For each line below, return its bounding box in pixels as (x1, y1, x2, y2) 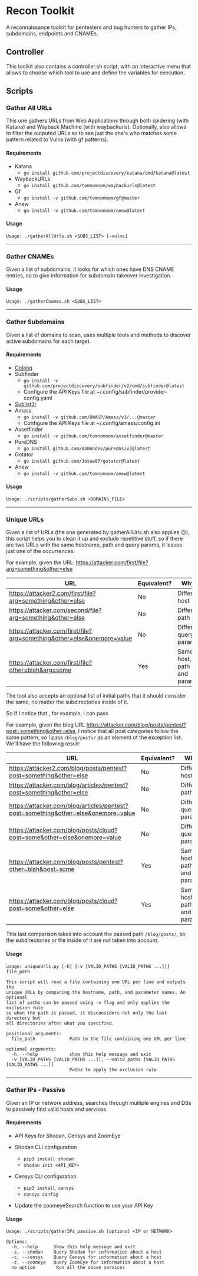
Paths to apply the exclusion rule (69, 1066, 157, 1072)
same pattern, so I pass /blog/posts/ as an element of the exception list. (6, 734, 183, 741)
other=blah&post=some (9, 865, 75, 873)
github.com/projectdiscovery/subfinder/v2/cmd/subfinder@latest (23, 382, 185, 389)
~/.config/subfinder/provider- (96, 388, 168, 395)
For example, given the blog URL (6, 721, 85, 728)
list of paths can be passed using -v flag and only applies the (6, 999, 170, 1006)
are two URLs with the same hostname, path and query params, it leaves (6, 541, 183, 548)
